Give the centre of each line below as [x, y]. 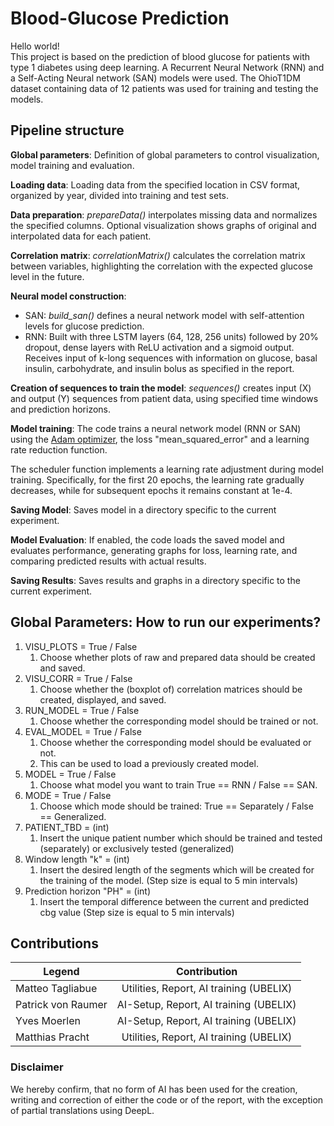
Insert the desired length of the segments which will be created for [177, 869]
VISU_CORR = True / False [78, 678]
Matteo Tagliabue [56, 989]
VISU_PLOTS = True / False [81, 646]
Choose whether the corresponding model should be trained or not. [179, 721]
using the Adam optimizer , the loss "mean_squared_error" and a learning [160, 439]
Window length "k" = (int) [77, 859]
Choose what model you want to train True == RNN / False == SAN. [178, 784]
